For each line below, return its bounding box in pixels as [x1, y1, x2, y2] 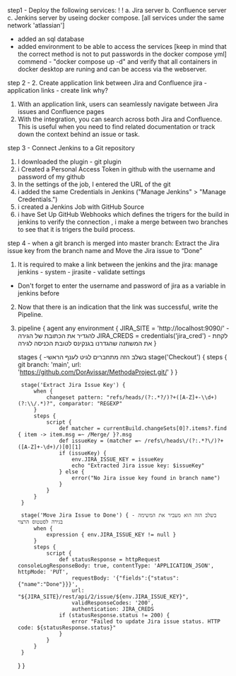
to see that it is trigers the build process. [17, 225, 136, 233]
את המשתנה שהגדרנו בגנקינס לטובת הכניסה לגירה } [17, 339, 157, 347]
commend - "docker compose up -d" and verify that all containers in [17, 57, 218, 66]
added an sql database [17, 35, 85, 43]
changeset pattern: [46, 394, 104, 401]
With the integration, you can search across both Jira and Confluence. [17, 115, 223, 123]
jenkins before [17, 289, 60, 297]
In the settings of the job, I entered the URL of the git [17, 180, 171, 188]
